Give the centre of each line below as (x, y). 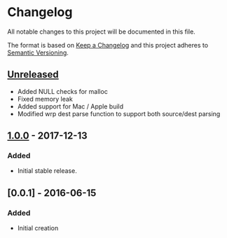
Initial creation (38, 228)
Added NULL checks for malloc (63, 91)
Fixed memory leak (45, 99)
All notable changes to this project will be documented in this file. (102, 31)
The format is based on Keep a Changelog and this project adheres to (108, 45)
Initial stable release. (47, 171)
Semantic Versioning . (38, 52)
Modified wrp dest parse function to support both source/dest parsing (119, 113)
